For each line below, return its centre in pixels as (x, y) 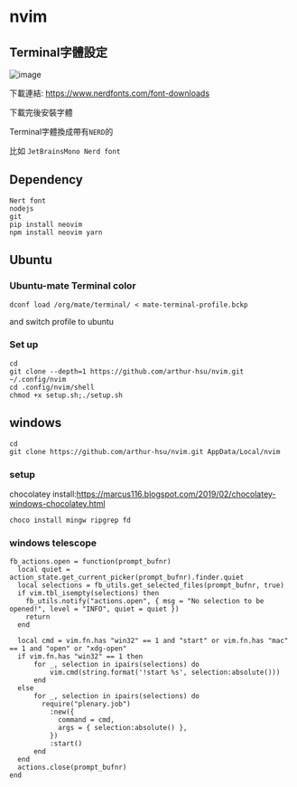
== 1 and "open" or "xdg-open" (68, 649)
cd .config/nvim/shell (52, 387)
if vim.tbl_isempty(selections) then (88, 593)
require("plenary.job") (86, 704)
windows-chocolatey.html (57, 503)
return (38, 617)
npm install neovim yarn (56, 232)
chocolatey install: (43, 494)
